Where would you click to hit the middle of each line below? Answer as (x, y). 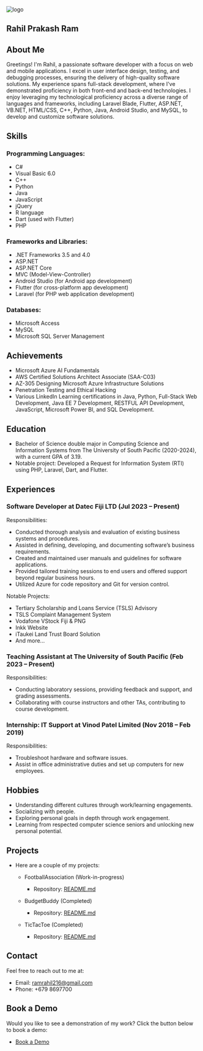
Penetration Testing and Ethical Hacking (65, 390)
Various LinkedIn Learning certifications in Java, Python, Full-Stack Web (106, 397)
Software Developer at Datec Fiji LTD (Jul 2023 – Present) (93, 507)
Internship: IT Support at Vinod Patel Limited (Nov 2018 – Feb (98, 725)
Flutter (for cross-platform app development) (72, 287)
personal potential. (39, 831)
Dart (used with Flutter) (45, 219)
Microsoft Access (37, 323)
